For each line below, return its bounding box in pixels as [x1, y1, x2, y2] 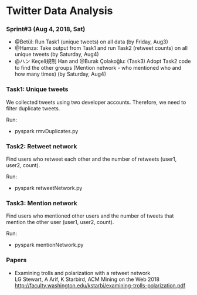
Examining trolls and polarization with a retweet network [14, 269, 151, 276]
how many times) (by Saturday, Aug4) [14, 70, 107, 77]
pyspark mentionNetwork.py [14, 242, 84, 249]
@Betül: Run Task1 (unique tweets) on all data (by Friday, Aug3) [14, 38, 168, 45]
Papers [6, 256, 27, 265]
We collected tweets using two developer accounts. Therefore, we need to [6, 99, 186, 106]
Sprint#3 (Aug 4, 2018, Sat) [6, 25, 86, 33]
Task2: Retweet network [6, 142, 77, 150]
